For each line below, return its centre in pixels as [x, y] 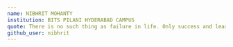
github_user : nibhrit [38, 33]
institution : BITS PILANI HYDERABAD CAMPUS [71, 20]
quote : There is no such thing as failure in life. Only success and [110, 26]
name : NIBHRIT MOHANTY [40, 13]
